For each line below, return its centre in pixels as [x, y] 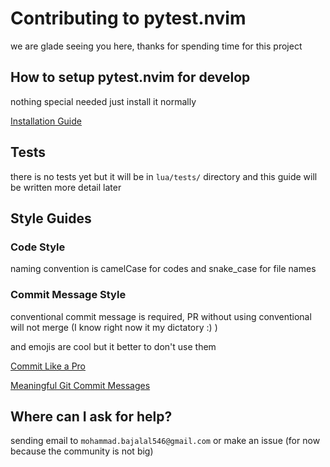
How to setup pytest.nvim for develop [130, 77]
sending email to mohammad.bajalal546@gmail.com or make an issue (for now [165, 441]
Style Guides [51, 218]
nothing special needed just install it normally [103, 101]
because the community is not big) [82, 451]
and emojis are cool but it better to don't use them [113, 346]
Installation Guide [46, 121]
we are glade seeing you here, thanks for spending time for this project [156, 46]
